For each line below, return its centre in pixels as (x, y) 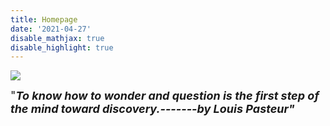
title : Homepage (44, 19)
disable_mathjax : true (57, 38)
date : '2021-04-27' (51, 29)
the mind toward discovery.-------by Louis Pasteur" (152, 109)
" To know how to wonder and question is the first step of (165, 96)
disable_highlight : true (62, 47)
